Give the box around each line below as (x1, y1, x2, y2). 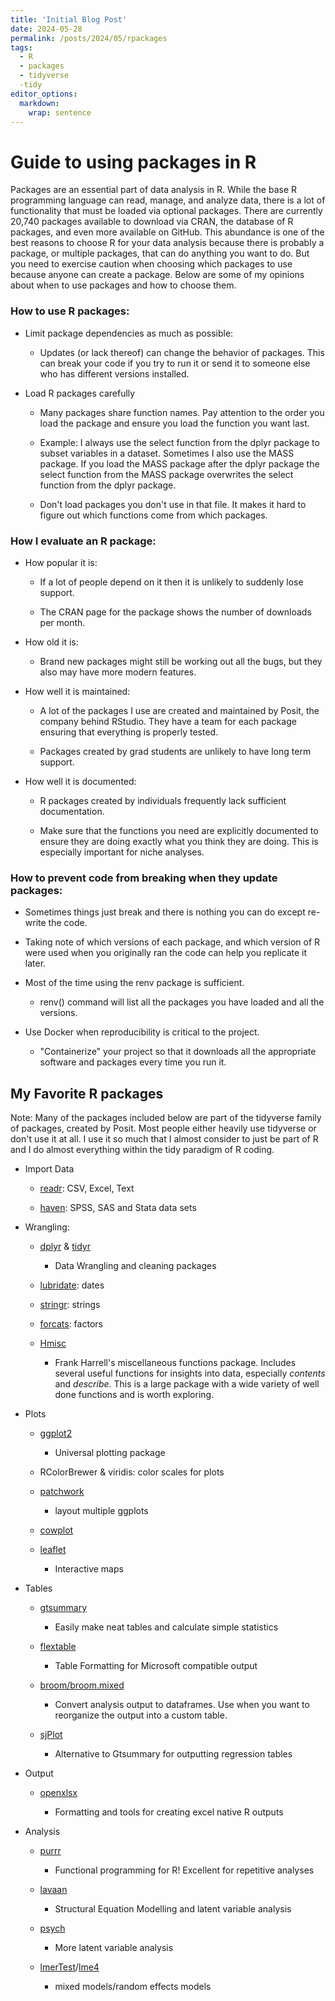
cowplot (39, 1524, 74, 1536)
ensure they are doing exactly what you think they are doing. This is (39, 835, 319, 847)
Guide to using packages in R (10, 151, 257, 173)
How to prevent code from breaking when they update (10, 871, 278, 885)
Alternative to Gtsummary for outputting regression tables (54, 1748, 293, 1760)
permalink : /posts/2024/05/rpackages (10, 33, 168, 43)
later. (24, 957, 47, 970)
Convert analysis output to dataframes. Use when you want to (54, 1699, 310, 1711)
